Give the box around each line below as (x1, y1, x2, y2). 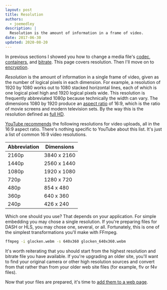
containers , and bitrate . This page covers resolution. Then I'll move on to (5, 58, 155, 65)
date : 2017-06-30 (5, 35, 41, 40)
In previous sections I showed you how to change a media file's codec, (5, 53, 151, 59)
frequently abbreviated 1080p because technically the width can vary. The (5, 95, 158, 101)
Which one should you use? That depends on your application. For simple (5, 213, 157, 219)
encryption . (5, 64, 29, 70)
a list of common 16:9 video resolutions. (5, 131, 87, 137)
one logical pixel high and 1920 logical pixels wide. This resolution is (5, 89, 146, 95)
